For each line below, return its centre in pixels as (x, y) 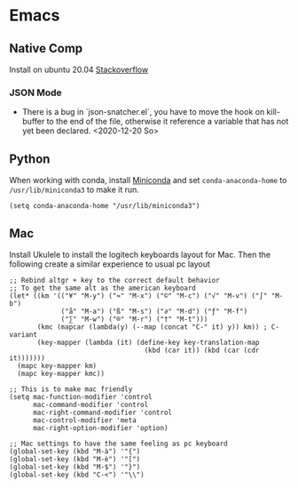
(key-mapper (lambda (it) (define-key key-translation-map (148, 342)
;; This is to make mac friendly (71, 389)
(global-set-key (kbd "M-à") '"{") (75, 451)
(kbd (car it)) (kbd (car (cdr (202, 350)
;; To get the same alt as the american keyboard (103, 288)
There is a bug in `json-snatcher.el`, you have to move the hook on (143, 112)
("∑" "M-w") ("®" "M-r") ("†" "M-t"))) (134, 319)
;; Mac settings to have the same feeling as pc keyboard (118, 444)
